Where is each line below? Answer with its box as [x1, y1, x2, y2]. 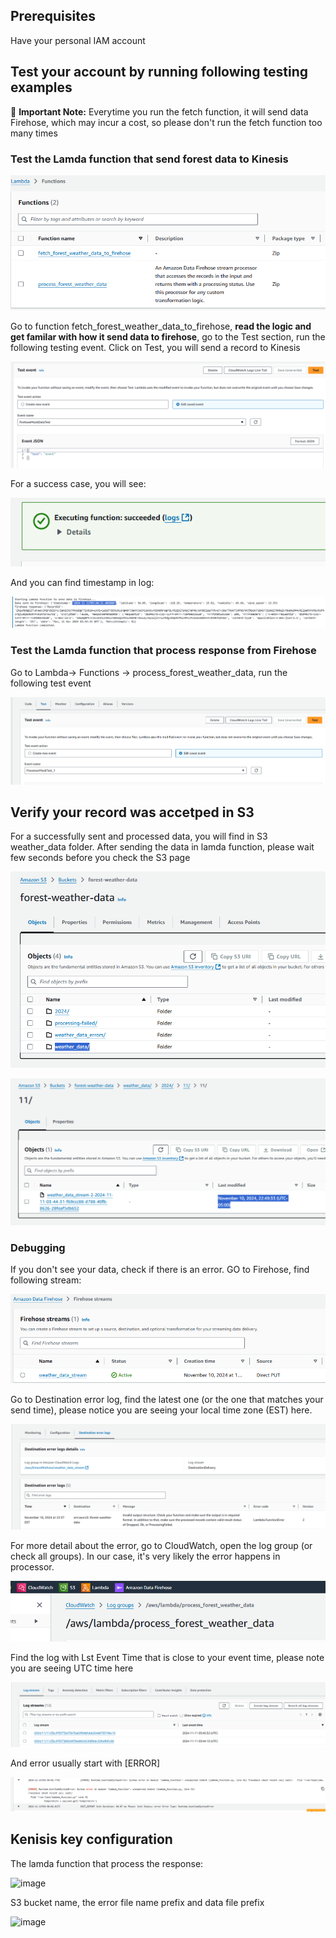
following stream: [10, 1274, 82, 1286]
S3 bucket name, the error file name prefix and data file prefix [10, 1896, 265, 1908]
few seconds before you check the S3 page [10, 852, 191, 864]
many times [10, 127, 58, 139]
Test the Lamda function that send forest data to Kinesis [10, 152, 289, 166]
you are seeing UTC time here [10, 1662, 134, 1674]
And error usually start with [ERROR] [10, 1757, 161, 1769]
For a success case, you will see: [10, 477, 147, 489]
